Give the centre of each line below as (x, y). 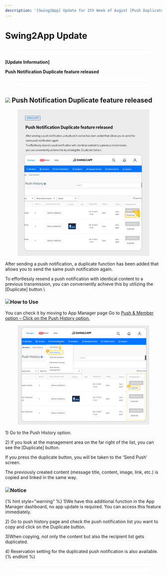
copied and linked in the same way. (41, 478)
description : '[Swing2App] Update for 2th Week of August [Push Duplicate (84, 10)
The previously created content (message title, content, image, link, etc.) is (82, 472)
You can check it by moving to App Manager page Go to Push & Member (80, 313)
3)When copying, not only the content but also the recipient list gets (75, 536)
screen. (13, 463)
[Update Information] (27, 62)
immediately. (18, 512)
